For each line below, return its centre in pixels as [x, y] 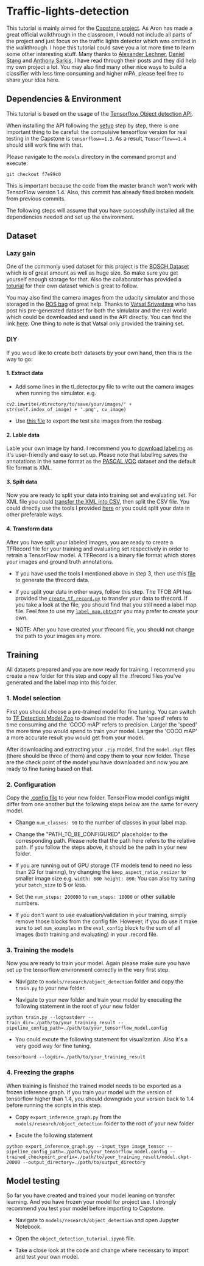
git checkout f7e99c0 [34, 174]
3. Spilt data [22, 482]
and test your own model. [47, 1257]
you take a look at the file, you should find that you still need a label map [106, 605]
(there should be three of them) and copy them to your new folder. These [98, 756]
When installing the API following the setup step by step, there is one [93, 125]
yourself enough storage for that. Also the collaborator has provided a [94, 280]
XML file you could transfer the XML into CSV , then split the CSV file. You [98, 502]
